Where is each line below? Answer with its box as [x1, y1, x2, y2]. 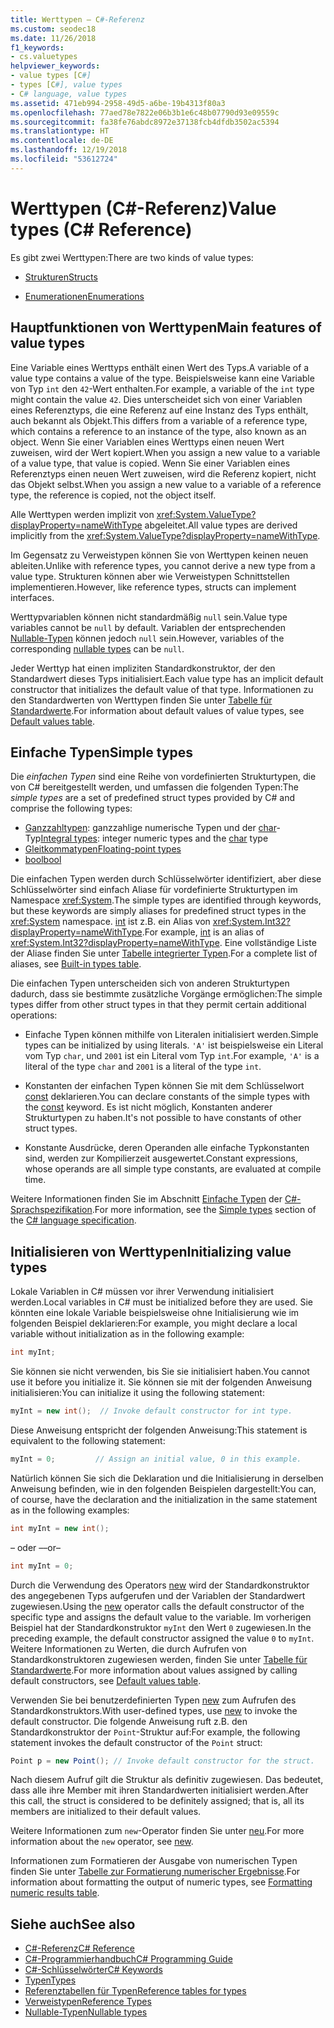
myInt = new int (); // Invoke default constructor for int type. [10, 1406, 293, 1416]
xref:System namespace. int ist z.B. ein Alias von [10, 916, 211, 928]
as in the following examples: [10, 1504, 130, 1516]
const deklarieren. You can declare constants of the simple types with [24, 1091, 311, 1103]
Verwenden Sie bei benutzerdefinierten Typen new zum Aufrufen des [10, 1694, 297, 1706]
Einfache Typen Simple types [10, 744, 194, 761]
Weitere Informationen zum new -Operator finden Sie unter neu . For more [10, 1825, 305, 1837]
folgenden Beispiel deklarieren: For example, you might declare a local [10, 1317, 298, 1330]
